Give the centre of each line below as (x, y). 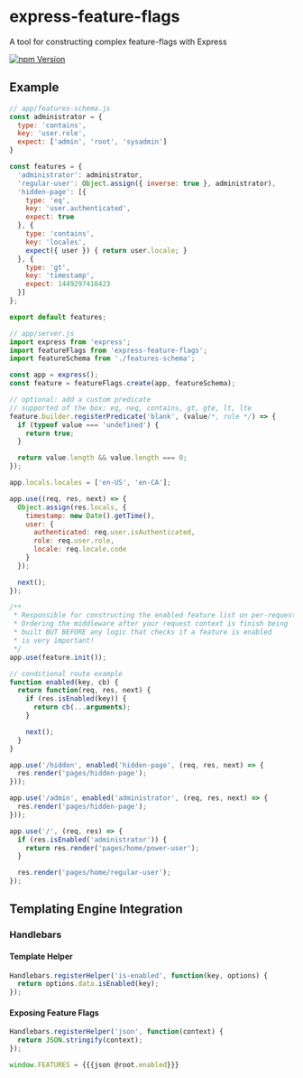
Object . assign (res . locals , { (72, 507)
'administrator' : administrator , (80, 175)
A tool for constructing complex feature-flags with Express (118, 42)
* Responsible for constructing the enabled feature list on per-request (155, 616)
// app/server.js (42, 333)
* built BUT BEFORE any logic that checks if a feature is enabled (142, 632)
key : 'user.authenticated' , (78, 209)
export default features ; (58, 317)
